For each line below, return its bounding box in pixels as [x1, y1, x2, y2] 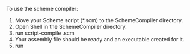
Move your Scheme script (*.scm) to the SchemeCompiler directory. [14, 17, 183, 23]
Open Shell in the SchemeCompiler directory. [14, 23, 127, 30]
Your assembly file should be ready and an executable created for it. [14, 36, 185, 43]
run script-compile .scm [14, 29, 75, 37]
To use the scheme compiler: [6, 5, 78, 12]
